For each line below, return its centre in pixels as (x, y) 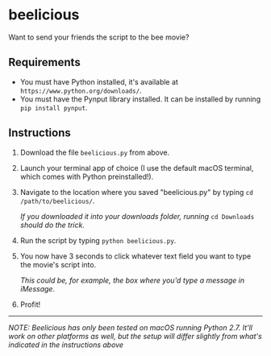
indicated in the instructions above (66, 345)
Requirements (44, 62)
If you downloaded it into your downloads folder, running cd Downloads (137, 216)
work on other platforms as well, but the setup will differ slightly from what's (135, 336)
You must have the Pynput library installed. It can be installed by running (140, 99)
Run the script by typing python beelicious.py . (98, 240)
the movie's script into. (58, 264)
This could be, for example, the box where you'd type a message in (132, 280)
